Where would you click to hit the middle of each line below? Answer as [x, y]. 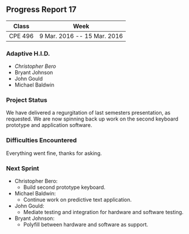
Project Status [27, 100]
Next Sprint [23, 168]
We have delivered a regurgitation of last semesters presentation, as [88, 113]
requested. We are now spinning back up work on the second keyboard [92, 119]
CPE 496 [21, 36]
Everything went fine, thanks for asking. [54, 153]
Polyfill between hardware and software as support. [86, 224]
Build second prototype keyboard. [64, 187]
